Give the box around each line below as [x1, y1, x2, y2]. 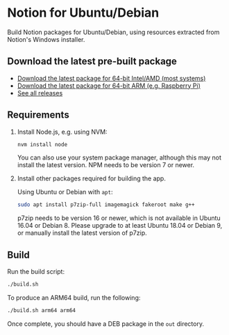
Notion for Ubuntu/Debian [7, 5, 160, 21]
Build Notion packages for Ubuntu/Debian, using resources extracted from [7, 28, 220, 36]
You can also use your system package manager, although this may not [17, 153, 222, 162]
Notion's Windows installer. [7, 35, 85, 43]
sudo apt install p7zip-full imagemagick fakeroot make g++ [17, 201, 195, 208]
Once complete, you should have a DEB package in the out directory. [7, 319, 205, 328]
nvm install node [17, 141, 68, 148]
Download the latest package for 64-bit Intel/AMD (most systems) [17, 74, 206, 82]
